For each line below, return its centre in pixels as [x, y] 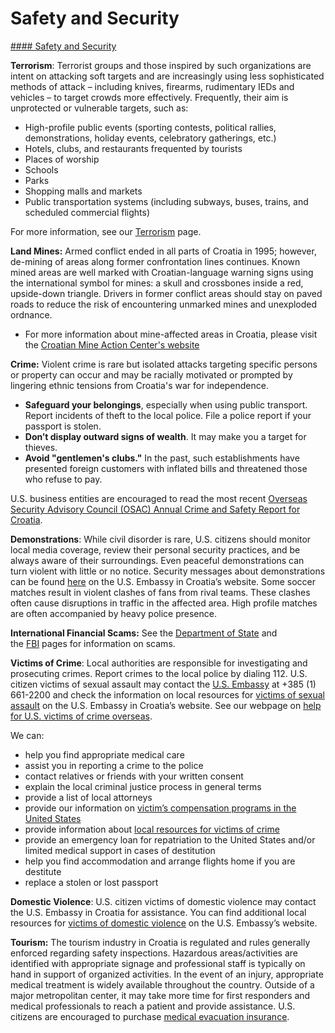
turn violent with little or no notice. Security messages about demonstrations [168, 571]
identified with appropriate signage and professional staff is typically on [158, 963]
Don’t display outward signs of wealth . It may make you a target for [165, 436]
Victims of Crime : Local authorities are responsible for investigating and [159, 663]
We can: [27, 735]
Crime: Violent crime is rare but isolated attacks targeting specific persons [164, 364]
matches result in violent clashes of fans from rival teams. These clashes [160, 592]
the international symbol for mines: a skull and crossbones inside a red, [157, 283]
